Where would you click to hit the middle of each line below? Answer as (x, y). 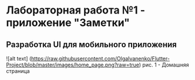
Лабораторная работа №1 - (76, 10)
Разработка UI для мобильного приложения (92, 44)
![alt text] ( (19, 59)
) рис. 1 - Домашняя (164, 65)
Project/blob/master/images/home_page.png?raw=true (73, 65)
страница (18, 71)
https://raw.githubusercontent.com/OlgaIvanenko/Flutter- (101, 59)
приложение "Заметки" (68, 23)
